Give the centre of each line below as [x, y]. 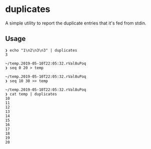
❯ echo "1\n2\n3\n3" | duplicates [41, 50]
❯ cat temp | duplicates [31, 94]
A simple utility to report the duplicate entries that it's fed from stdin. [76, 23]
